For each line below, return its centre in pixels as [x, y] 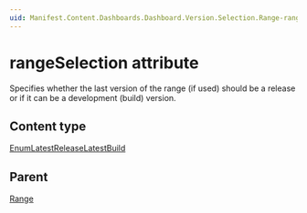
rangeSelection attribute [104, 62]
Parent [29, 177]
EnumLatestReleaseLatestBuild [68, 148]
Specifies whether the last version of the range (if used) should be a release [153, 88]
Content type [48, 126]
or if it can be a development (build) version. [93, 97]
